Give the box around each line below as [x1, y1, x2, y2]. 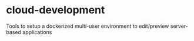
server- [170, 23, 188, 29]
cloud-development [6, 3, 105, 17]
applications [22, 28, 52, 35]
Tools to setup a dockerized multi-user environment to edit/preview [6, 23, 169, 29]
